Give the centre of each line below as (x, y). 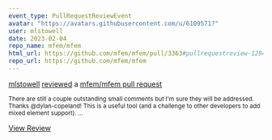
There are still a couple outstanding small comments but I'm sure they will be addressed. (131, 99)
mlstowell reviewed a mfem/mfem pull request (85, 84)
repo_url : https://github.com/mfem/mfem (78, 62)
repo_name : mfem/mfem (45, 46)
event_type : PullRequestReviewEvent (70, 16)
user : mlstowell (36, 31)
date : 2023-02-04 (38, 38)
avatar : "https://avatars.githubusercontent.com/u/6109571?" (114, 23)
